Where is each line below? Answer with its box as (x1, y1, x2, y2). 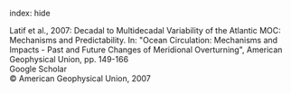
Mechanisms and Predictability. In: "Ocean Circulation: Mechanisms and (9, 35, 278, 45)
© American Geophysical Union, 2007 (9, 73, 152, 84)
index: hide (9, 8, 52, 18)
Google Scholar (9, 63, 68, 74)
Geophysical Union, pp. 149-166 (9, 54, 129, 64)
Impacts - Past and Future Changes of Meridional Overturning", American (9, 44, 283, 55)
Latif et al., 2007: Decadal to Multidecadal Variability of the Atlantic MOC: (9, 25, 282, 35)
